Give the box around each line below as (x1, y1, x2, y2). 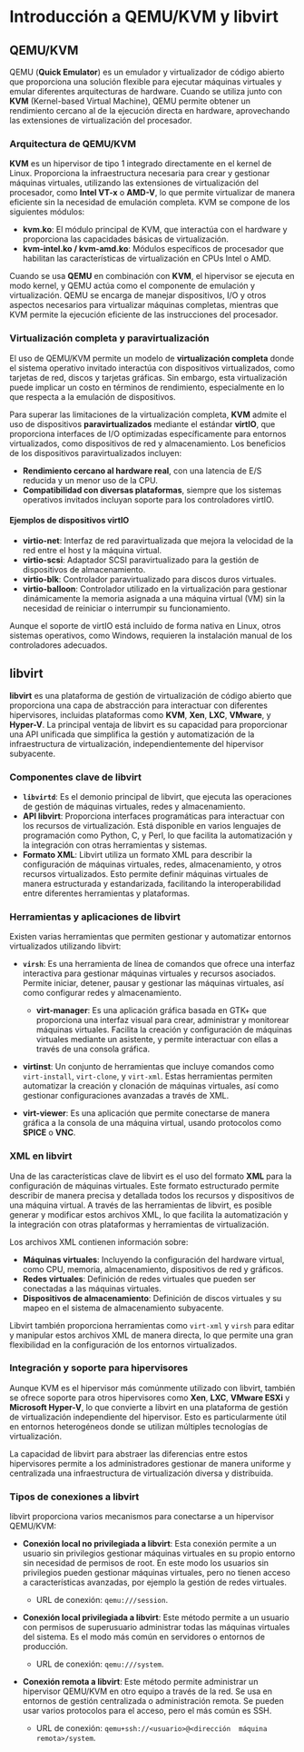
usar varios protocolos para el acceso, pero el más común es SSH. (22, 1706, 272, 1717)
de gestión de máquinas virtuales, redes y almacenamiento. (22, 801, 246, 811)
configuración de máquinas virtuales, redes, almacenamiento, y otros (22, 859, 282, 870)
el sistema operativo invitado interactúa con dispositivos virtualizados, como (9, 362, 295, 373)
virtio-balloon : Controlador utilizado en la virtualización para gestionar (22, 583, 288, 594)
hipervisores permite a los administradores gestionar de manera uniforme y (9, 1458, 292, 1468)
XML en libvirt (9, 1150, 73, 1162)
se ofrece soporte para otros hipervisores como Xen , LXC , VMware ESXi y (9, 1392, 290, 1403)
